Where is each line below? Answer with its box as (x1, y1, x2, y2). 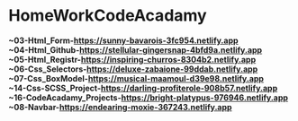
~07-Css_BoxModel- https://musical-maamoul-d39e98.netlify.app (8, 73, 265, 83)
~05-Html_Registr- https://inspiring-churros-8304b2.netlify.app (8, 54, 257, 65)
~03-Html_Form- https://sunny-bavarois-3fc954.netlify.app (8, 35, 239, 46)
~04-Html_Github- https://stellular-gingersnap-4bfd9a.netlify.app (8, 44, 263, 55)
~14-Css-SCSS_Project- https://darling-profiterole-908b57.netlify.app (8, 82, 278, 93)
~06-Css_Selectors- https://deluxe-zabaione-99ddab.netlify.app (8, 64, 258, 74)
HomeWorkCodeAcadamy (8, 5, 208, 26)
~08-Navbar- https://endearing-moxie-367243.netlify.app (8, 101, 232, 112)
